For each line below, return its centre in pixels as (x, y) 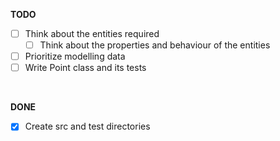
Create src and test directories (87, 126)
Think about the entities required (92, 33)
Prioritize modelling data (75, 56)
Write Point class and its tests (85, 68)
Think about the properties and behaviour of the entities (155, 45)
